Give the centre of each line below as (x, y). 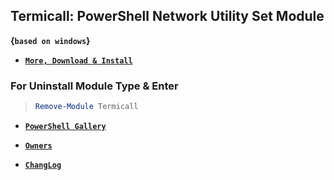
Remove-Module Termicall (86, 107)
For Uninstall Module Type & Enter (94, 86)
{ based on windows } (50, 40)
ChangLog (43, 165)
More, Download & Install (78, 60)
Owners (38, 145)
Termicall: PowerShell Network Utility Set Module (167, 16)
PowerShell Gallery (65, 126)
